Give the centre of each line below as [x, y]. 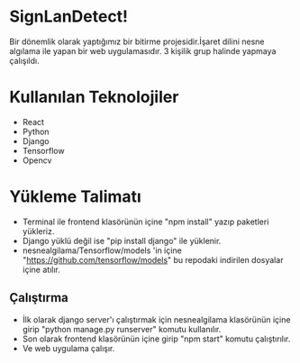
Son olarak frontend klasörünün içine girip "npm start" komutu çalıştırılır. [156, 339]
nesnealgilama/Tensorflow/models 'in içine [102, 250]
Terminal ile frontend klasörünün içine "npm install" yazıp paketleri [145, 222]
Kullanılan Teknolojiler [94, 97]
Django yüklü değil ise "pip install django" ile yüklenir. [122, 240]
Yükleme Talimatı [75, 197]
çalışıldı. [24, 60]
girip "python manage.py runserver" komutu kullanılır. [122, 329]
